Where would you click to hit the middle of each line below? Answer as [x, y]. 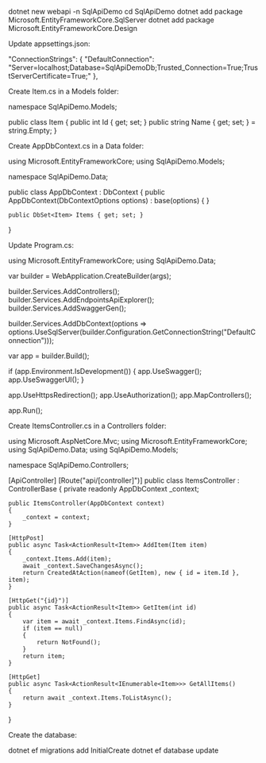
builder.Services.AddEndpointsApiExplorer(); [81, 300]
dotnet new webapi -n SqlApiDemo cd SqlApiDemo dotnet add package [126, 12]
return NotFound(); [69, 642]
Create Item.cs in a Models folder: [64, 91]
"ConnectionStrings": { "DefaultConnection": [81, 59]
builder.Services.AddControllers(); [64, 291]
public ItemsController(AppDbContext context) [87, 503]
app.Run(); [26, 410]
